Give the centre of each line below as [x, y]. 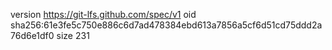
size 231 [73, 35]
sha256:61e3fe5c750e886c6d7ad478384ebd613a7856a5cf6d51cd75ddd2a [166, 25]
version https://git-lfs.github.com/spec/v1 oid [103, 14]
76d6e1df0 [32, 35]
